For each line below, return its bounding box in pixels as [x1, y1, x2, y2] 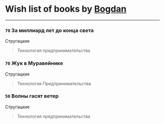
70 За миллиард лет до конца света [5, 27, 94, 34]
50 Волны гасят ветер [5, 93, 59, 99]
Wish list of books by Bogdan [5, 3, 127, 15]
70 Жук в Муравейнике [5, 60, 63, 67]
